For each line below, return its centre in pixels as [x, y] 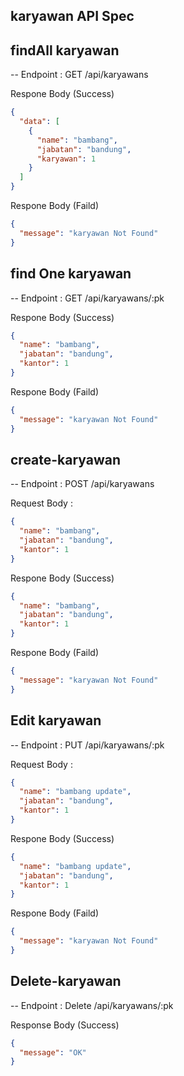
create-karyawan [66, 459]
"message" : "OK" [53, 1052]
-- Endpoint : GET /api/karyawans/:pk [87, 298]
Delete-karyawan [66, 981]
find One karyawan [71, 274]
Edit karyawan [56, 720]
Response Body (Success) [65, 1025]
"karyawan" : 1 [66, 159]
